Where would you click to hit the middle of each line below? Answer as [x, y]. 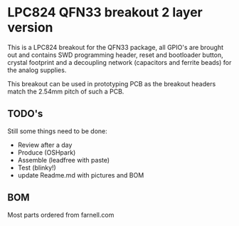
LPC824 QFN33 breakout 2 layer [105, 12]
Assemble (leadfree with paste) [64, 160]
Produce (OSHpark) [47, 152]
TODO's [25, 114]
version [30, 27]
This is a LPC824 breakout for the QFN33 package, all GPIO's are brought [116, 47]
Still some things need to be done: [58, 131]
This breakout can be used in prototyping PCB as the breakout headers [112, 83]
